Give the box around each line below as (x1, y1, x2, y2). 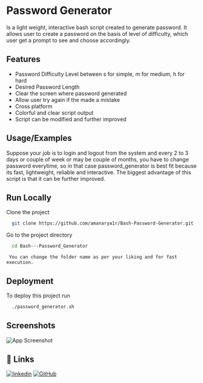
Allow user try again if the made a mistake (15, 96, 120, 103)
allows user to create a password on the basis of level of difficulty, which (6, 30, 188, 37)
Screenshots (6, 320, 56, 331)
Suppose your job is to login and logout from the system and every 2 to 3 (6, 149, 189, 157)
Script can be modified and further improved (15, 115, 127, 123)
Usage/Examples (6, 133, 72, 143)
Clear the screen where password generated (15, 89, 127, 97)
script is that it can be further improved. (6, 175, 105, 182)
